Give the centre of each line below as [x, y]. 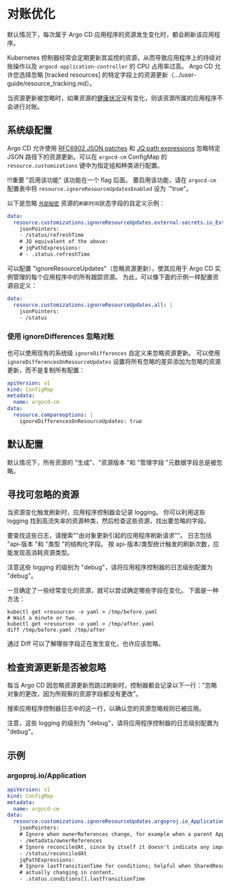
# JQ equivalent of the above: [64, 242]
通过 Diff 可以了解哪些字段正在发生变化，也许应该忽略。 [86, 644]
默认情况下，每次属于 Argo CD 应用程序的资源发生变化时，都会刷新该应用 [111, 34]
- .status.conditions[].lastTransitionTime [82, 879]
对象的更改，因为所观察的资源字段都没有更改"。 [75, 694]
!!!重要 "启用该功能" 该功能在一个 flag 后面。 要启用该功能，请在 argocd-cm [112, 180]
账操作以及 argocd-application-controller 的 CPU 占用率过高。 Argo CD [110, 66]
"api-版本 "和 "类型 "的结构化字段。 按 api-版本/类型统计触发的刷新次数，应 [113, 544]
